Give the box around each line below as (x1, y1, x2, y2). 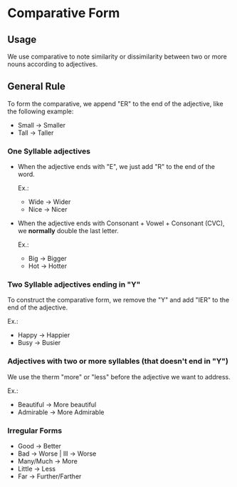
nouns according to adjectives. (7, 60, 98, 68)
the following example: (7, 107, 74, 116)
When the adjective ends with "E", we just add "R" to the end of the (17, 163, 216, 171)
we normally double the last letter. (17, 227, 119, 235)
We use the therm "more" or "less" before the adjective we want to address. (7, 372, 231, 381)
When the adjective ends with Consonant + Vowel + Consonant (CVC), (17, 219, 226, 227)
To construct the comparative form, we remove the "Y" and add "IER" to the (7, 296, 230, 304)
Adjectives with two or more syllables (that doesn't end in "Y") (7, 357, 229, 366)
